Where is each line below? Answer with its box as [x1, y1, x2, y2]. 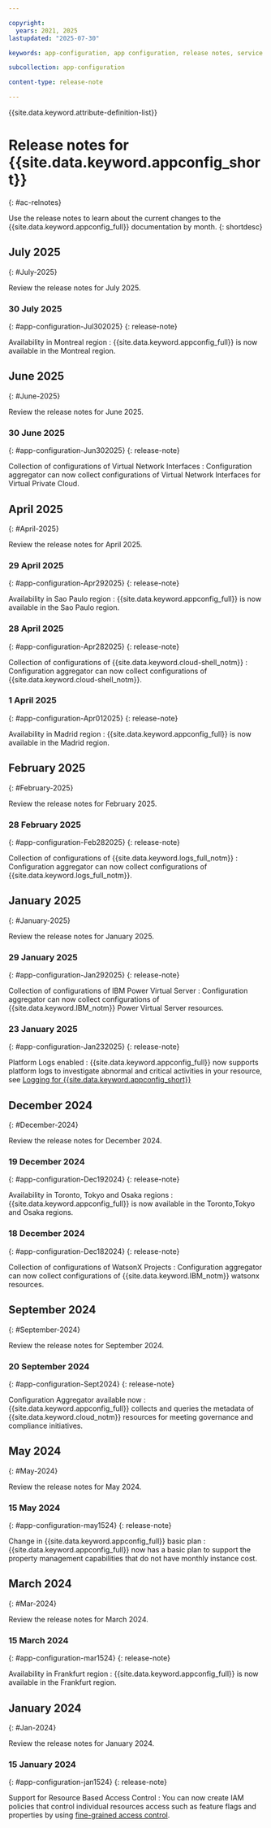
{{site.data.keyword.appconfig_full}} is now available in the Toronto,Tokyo [8, 1199, 256, 1208]
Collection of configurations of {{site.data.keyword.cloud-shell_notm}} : [8, 657, 248, 667]
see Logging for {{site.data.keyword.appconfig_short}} [8, 1075, 191, 1085]
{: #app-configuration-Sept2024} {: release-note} [8, 1379, 175, 1389]
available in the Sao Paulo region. [8, 603, 120, 612]
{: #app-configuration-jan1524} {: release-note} [8, 1778, 168, 1787]
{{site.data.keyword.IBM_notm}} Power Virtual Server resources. [8, 1003, 225, 1013]
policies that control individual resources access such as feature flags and [8, 1802, 257, 1812]
